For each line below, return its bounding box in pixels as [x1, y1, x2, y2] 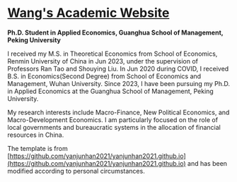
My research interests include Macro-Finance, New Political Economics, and [7, 108, 230, 116]
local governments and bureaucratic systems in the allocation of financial [7, 123, 221, 131]
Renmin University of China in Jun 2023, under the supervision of [7, 56, 198, 65]
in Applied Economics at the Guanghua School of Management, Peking [7, 87, 214, 95]
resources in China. [7, 131, 64, 139]
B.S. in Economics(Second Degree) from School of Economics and [7, 72, 202, 80]
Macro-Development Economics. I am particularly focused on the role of [7, 115, 218, 124]
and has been [187, 159, 228, 167]
